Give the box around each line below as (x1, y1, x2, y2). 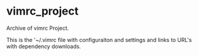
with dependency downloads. (6, 43, 82, 50)
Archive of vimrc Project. (6, 24, 69, 32)
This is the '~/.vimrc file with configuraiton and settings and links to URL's (6, 36, 192, 43)
